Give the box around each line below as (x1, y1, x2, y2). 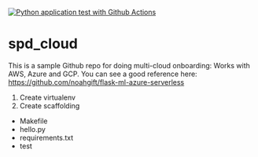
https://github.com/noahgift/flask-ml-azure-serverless (8, 77, 185, 86)
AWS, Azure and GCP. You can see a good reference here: (8, 69, 198, 78)
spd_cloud (8, 35, 79, 53)
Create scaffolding (19, 100, 80, 110)
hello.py (19, 124, 46, 133)
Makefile (19, 116, 48, 126)
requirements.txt (19, 133, 74, 142)
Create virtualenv (19, 93, 76, 102)
